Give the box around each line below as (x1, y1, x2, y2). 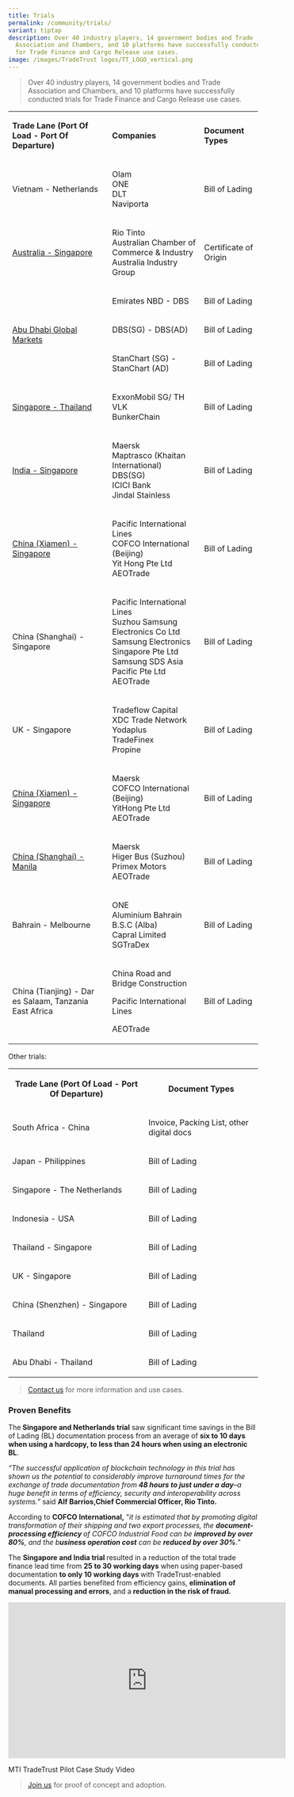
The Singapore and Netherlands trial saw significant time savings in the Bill (8, 1423, 256, 1433)
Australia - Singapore (12, 246, 93, 258)
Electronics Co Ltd (112, 626, 181, 637)
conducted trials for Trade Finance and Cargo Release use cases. (27, 94, 242, 104)
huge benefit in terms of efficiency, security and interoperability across (8, 1489, 241, 1498)
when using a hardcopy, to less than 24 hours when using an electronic (8, 1440, 248, 1449)
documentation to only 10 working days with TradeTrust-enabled (8, 1570, 221, 1579)
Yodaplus (112, 724, 147, 735)
